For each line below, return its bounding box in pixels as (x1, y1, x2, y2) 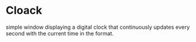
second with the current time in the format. (6, 29, 114, 37)
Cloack (6, 4, 42, 17)
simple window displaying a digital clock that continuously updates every (6, 23, 190, 31)
